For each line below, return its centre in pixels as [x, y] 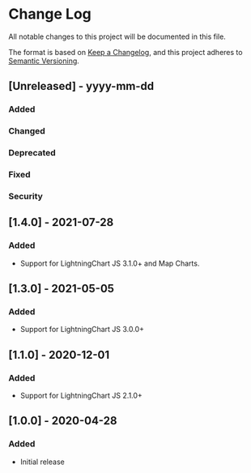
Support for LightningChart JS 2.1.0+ [81, 395]
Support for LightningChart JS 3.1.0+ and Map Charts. [110, 263]
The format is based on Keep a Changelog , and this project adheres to [125, 52]
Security [26, 196]
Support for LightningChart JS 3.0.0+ [82, 330]
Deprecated [32, 153]
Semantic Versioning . [44, 61]
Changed [27, 131]
